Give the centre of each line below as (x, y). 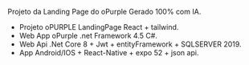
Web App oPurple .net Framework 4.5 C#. (88, 36)
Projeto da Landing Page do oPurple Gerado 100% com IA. (104, 12)
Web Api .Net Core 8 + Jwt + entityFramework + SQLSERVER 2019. (130, 44)
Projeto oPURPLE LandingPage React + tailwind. (99, 27)
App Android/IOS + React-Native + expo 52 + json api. (109, 53)
